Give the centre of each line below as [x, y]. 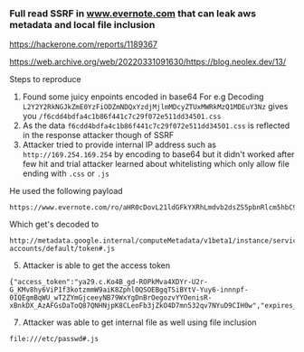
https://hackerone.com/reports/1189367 [84, 44]
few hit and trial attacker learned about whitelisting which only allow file [156, 164]
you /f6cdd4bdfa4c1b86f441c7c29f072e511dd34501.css [122, 116]
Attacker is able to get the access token [96, 265]
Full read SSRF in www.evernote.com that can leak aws [133, 14]
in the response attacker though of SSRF [98, 135]
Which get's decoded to [54, 225]
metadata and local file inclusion [82, 24]
